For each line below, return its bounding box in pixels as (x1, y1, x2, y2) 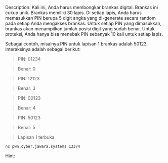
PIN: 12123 (17, 76, 40, 81)
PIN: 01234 (17, 56, 41, 62)
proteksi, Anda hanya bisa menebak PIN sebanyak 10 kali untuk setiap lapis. (5, 31, 163, 37)
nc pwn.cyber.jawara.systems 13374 (5, 144, 80, 149)
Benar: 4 (17, 105, 36, 111)
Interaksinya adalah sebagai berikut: (5, 46, 81, 52)
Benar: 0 (17, 66, 36, 72)
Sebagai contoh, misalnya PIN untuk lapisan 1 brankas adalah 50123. (5, 41, 148, 47)
